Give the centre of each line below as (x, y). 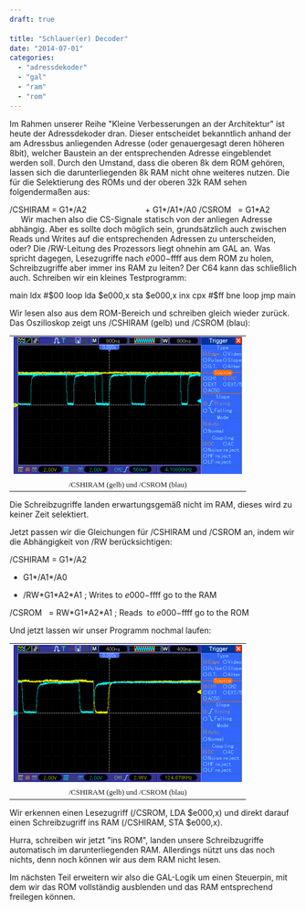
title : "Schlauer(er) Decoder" (69, 38)
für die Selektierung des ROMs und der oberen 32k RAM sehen (128, 182)
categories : (32, 58)
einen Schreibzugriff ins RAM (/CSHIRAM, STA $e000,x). (116, 822)
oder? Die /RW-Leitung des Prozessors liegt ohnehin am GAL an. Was (140, 248)
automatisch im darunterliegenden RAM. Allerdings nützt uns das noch (142, 850)
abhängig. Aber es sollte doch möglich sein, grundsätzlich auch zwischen (148, 229)
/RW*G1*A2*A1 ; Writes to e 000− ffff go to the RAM (120, 595)
